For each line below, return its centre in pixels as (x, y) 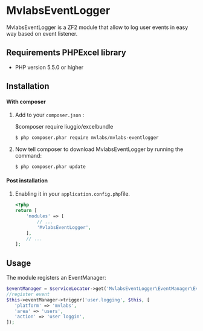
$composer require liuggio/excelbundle (64, 127)
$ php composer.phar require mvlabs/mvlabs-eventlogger (87, 138)
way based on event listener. (42, 33)
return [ (26, 211)
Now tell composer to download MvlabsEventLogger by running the (99, 149)
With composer (26, 101)
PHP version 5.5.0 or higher (49, 67)
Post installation (27, 180)
